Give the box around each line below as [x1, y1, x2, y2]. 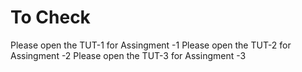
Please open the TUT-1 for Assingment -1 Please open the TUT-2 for [10, 39, 292, 51]
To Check [10, 6, 91, 29]
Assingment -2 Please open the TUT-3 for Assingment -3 [10, 49, 247, 61]
